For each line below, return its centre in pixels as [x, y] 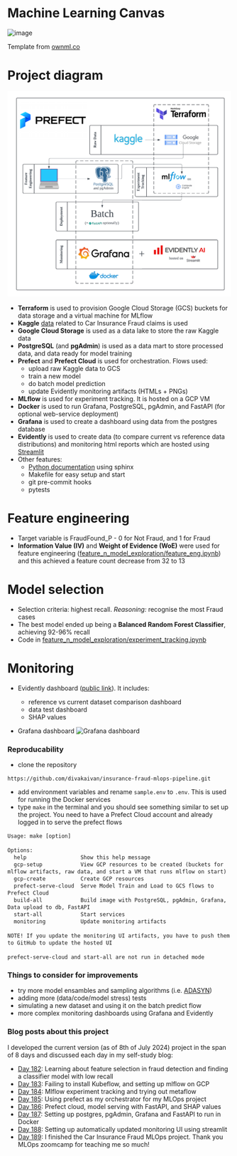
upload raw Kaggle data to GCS [74, 369]
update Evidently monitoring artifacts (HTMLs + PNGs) [108, 391]
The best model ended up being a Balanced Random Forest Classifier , [121, 624]
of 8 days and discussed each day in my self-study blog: [90, 1055]
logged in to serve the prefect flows [70, 822]
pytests [39, 490]
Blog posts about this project [58, 1032]
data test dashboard [57, 709]
